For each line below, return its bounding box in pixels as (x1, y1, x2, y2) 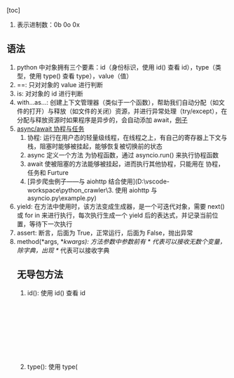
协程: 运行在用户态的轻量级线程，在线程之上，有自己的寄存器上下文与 (27, 133, 228, 141)
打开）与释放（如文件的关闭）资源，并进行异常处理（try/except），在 (29, 107, 228, 115)
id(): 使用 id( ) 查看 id (27, 288, 85, 297)
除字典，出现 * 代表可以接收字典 (16, 246, 110, 254)
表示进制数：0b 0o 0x (16, 20, 80, 29)
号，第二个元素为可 (27, 365, 83, 374)
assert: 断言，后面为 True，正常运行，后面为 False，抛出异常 (16, 228, 193, 237)
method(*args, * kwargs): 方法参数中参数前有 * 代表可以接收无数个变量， (16, 237, 226, 245)
